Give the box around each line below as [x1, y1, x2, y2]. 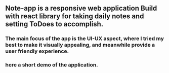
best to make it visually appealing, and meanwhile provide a [5, 42, 155, 49]
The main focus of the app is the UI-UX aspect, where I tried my [5, 35, 164, 42]
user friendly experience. [5, 48, 69, 55]
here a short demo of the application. [5, 61, 98, 68]
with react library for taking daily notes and [5, 12, 144, 21]
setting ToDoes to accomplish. [5, 20, 104, 28]
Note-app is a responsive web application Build [5, 4, 157, 13]
